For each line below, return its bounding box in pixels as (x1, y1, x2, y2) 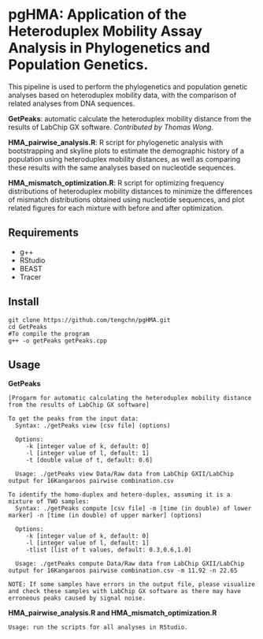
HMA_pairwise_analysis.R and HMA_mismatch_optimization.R (8, 608, 217, 618)
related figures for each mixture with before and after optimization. (8, 203, 224, 212)
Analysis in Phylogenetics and (8, 39, 210, 57)
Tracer (19, 272, 42, 282)
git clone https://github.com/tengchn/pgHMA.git (8, 316, 171, 324)
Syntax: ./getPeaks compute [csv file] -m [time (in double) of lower (15, 505, 252, 513)
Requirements (8, 226, 79, 240)
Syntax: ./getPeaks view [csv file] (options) (15, 422, 171, 430)
